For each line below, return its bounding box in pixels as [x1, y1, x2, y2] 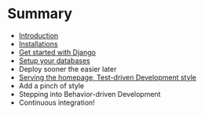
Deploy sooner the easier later [18, 64, 117, 73]
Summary [7, 5, 72, 23]
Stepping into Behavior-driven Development [18, 89, 161, 98]
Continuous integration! [18, 98, 95, 107]
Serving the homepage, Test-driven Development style [18, 72, 197, 82]
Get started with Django [18, 47, 96, 57]
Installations [18, 39, 58, 48]
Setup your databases [18, 56, 91, 65]
